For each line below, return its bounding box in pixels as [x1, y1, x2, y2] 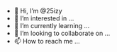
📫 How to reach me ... [13, 37, 80, 45]
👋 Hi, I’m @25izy [13, 7, 62, 15]
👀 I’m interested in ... [13, 14, 74, 22]
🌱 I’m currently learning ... [13, 22, 90, 30]
